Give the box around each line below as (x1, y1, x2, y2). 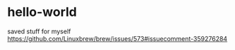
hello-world (7, 4, 78, 20)
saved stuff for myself (7, 27, 71, 35)
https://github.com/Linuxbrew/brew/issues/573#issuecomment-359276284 (7, 34, 228, 42)
